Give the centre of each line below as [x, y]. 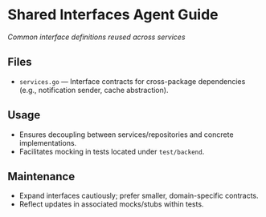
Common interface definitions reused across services [96, 37]
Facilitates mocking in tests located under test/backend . [112, 151]
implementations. [48, 143]
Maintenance [41, 177]
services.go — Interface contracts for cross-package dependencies [132, 81]
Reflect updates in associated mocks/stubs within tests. [111, 204]
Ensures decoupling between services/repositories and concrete [126, 135]
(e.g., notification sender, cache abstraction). [94, 90]
